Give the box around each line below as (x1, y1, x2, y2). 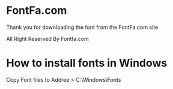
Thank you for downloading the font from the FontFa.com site (6, 23, 159, 31)
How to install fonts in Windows (6, 57, 168, 70)
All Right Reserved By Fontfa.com (6, 35, 89, 42)
